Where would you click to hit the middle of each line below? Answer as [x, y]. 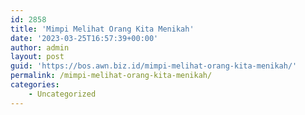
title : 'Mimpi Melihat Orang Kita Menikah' [102, 29]
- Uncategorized [62, 94]
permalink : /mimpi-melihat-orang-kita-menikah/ [111, 76]
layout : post [37, 57]
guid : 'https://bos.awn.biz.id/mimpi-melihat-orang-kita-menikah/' [154, 66]
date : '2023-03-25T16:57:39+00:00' [84, 38]
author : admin [40, 47]
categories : [35, 85]
